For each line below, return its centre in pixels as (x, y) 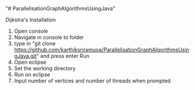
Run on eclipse (32, 75)
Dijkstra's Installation (31, 20)
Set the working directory (45, 68)
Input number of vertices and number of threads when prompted (92, 81)
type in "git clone (35, 44)
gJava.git (25, 56)
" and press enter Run (63, 56)
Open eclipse (30, 62)
